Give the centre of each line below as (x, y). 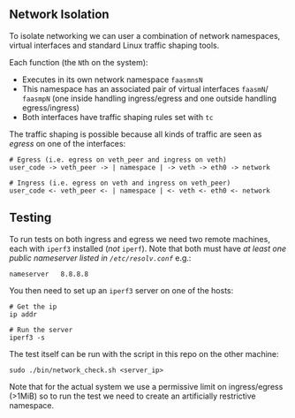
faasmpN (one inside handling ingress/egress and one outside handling (149, 98)
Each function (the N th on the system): (79, 62)
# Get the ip (33, 307)
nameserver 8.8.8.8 (49, 274)
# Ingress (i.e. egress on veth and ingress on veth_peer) (120, 183)
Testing (30, 218)
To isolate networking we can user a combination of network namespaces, (145, 35)
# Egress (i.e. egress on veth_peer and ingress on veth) (118, 160)
